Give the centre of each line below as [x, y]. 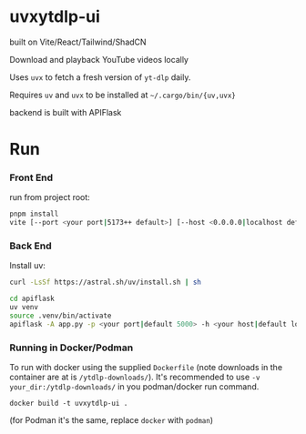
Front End [31, 177]
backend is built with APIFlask [66, 112]
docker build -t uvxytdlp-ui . [69, 404]
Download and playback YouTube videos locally [99, 59]
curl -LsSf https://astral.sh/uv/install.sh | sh [106, 283]
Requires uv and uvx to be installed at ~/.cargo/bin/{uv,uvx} [123, 95]
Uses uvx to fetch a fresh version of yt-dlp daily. [100, 77]
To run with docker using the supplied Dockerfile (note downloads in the [146, 368]
